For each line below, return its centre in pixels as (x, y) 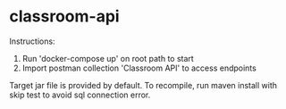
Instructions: (32, 41)
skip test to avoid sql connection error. (80, 95)
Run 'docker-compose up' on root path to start (108, 58)
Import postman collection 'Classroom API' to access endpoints (139, 68)
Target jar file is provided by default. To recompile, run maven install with (143, 85)
